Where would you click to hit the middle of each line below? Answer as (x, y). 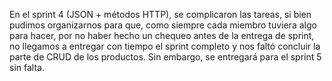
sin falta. (27, 67)
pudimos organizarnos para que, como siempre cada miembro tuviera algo (163, 25)
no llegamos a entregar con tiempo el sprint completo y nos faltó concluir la (165, 46)
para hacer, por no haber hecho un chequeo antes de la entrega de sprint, (162, 35)
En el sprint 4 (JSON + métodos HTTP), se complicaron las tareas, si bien (160, 14)
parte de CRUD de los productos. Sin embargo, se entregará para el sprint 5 (165, 57)
